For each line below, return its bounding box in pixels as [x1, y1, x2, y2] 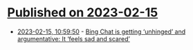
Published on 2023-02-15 [7, 5, 158, 21]
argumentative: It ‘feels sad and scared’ [17, 34, 130, 42]
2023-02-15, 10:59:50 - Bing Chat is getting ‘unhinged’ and [17, 27, 186, 36]
